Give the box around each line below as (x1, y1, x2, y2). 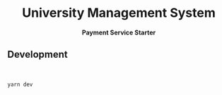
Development (7, 49, 69, 61)
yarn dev (7, 81, 33, 88)
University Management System (22, 5, 216, 21)
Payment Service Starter (81, 28, 156, 37)
